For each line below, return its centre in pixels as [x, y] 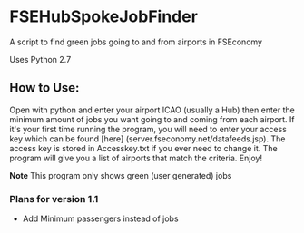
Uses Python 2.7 [40, 59]
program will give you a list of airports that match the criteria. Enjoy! [136, 158]
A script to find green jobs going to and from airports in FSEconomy [136, 42]
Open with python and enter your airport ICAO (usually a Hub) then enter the [152, 110]
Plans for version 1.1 [54, 199]
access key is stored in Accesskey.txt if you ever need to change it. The [144, 148]
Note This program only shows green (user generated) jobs [121, 175]
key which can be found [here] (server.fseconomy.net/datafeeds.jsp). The [147, 139]
